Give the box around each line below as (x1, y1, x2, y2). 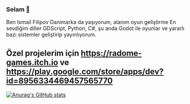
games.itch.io (6, 57, 59, 67)
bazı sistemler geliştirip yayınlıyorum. (6, 31, 96, 38)
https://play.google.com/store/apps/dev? (6, 66, 164, 76)
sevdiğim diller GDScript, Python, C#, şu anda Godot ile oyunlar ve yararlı (6, 25, 185, 32)
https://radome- (80, 48, 142, 58)
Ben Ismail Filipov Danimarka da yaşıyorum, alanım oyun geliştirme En (6, 19, 176, 26)
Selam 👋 (6, 5, 30, 14)
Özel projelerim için (6, 48, 79, 58)
